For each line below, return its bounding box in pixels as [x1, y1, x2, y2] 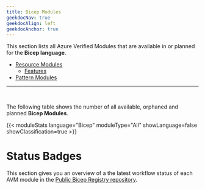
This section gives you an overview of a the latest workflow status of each [6, 169, 193, 177]
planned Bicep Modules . [6, 110, 69, 117]
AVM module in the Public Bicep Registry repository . [6, 176, 138, 184]
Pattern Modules [15, 74, 57, 81]
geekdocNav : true [6, 15, 51, 21]
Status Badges [6, 149, 82, 163]
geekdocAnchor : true [6, 26, 59, 32]
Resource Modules [15, 61, 63, 68]
